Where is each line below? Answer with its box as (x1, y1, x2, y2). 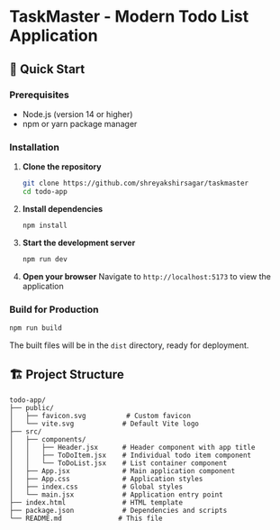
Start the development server (22, 237, 136, 248)
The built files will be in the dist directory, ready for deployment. (9, 340, 249, 351)
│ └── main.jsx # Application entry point (9, 489, 223, 499)
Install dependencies (22, 203, 104, 214)
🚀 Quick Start (9, 61, 86, 77)
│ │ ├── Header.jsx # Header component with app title (9, 443, 256, 452)
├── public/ (9, 403, 54, 412)
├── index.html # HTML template (9, 498, 183, 507)
